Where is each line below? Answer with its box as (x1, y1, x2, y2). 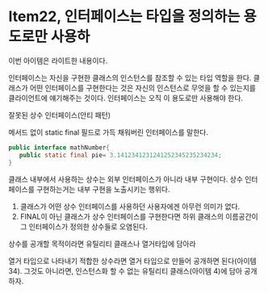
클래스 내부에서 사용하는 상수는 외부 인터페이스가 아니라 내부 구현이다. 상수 (8, 174, 244, 184)
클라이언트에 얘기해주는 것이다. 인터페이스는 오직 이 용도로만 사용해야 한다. (8, 93, 244, 103)
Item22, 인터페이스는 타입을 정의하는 (8, 7, 241, 26)
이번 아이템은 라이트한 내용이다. (8, 56, 108, 65)
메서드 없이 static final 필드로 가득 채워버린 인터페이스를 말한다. (8, 127, 208, 137)
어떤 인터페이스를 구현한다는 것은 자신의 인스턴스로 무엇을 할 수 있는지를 (29, 82, 257, 93)
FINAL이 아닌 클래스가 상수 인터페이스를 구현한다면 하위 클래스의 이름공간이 (19, 211, 258, 221)
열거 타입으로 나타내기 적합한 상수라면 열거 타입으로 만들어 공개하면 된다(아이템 (8, 256, 257, 266)
